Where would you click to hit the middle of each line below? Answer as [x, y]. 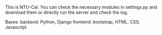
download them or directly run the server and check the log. [67, 12]
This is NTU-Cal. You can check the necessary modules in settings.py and [81, 7]
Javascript [16, 27]
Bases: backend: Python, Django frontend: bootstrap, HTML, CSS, [73, 22]
